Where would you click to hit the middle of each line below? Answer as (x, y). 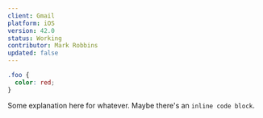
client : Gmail (31, 16)
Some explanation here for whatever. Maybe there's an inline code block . (131, 105)
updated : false (33, 53)
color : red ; (35, 82)
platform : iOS (31, 23)
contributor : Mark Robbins (53, 46)
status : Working (35, 38)
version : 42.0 (31, 31)
